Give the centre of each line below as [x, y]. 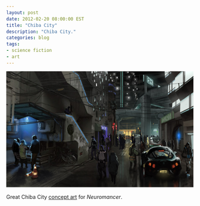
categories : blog [28, 38]
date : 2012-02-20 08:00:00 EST [45, 19]
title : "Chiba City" [32, 25]
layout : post [22, 13]
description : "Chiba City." [41, 32]
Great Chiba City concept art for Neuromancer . [64, 196]
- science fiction [29, 51]
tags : [13, 44]
